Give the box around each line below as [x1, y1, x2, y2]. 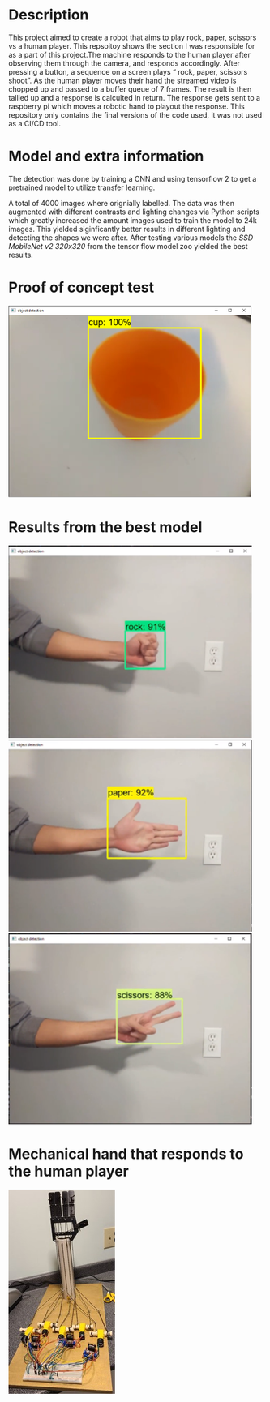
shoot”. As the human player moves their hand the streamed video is [8, 75, 237, 85]
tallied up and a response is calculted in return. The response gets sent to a [8, 92, 261, 102]
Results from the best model [8, 517, 203, 536]
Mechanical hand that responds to [8, 1145, 244, 1164]
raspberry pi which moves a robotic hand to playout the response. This [8, 101, 245, 111]
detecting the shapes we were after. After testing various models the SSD [8, 233, 254, 242]
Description [8, 6, 89, 24]
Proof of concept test [8, 278, 155, 297]
